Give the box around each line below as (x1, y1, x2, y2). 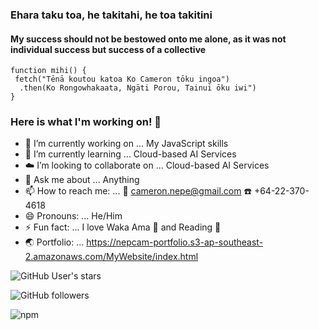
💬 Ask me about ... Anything (24, 174, 140, 186)
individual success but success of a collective (10, 43, 207, 55)
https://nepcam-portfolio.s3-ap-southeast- (86, 236, 264, 248)
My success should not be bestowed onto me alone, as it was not (10, 33, 287, 45)
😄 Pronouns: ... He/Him (24, 210, 123, 222)
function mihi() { (10, 66, 87, 76)
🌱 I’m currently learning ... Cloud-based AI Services (24, 148, 237, 160)
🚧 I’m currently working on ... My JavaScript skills (24, 138, 229, 150)
